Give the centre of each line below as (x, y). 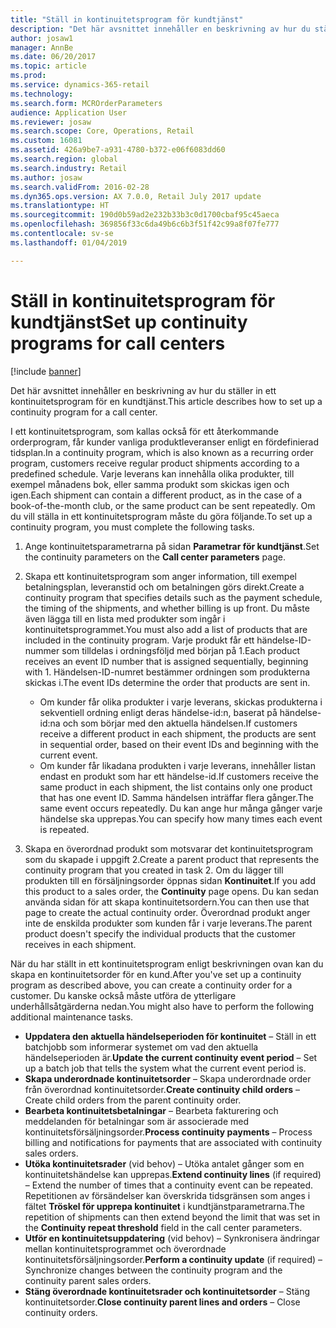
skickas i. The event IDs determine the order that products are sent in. (167, 682)
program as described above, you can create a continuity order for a (151, 985)
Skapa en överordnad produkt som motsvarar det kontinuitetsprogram (168, 848)
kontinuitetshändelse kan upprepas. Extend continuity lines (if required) (173, 1174)
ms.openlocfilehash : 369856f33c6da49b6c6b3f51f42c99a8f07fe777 (145, 224)
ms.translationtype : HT (60, 206)
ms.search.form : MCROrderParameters (86, 103)
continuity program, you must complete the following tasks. (132, 527)
